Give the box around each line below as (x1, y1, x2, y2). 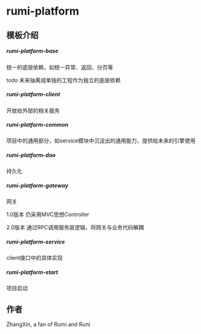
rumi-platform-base (6, 47, 59, 55)
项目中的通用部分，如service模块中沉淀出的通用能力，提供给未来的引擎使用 (6, 137, 196, 144)
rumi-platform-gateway (6, 182, 69, 189)
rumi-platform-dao (6, 151, 56, 159)
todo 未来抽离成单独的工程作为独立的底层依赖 (6, 76, 121, 83)
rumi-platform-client (6, 91, 60, 98)
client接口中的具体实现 (6, 254, 63, 262)
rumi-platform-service (6, 238, 65, 246)
